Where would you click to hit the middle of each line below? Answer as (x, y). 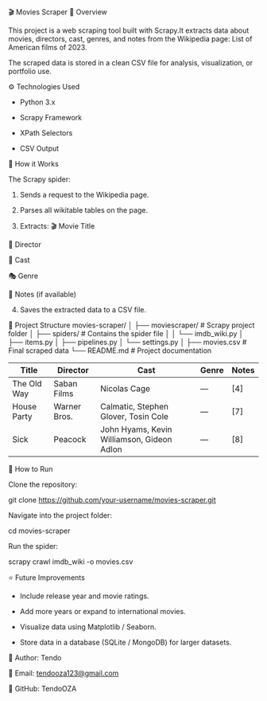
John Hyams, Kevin (136, 429)
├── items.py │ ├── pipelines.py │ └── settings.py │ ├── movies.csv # (128, 342)
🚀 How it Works (34, 164)
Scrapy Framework (50, 117)
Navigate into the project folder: (60, 515)
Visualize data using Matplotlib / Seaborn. (88, 627)
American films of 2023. (48, 47)
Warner (68, 407)
